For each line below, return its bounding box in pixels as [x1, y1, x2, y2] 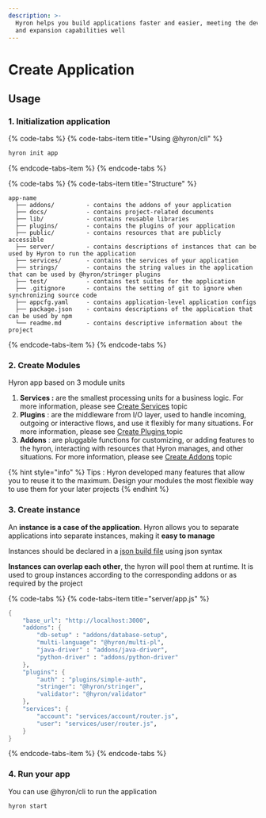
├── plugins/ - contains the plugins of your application [15, 222, 236, 230]
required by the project [8, 578, 83, 588]
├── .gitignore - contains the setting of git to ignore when [15, 285, 243, 293]
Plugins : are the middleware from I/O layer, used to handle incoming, [19, 410, 247, 420]
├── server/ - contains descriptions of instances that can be [15, 243, 257, 251]
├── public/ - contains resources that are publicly [15, 229, 222, 237]
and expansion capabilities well [15, 26, 126, 34]
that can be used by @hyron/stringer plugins [8, 271, 161, 278]
